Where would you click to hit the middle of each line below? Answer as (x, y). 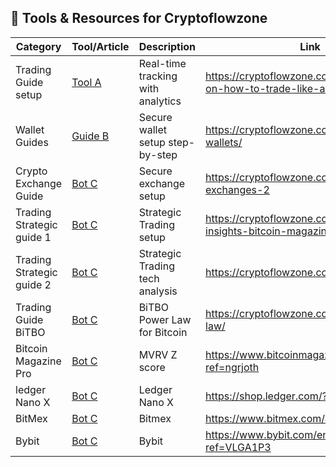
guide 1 (33, 237)
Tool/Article (100, 46)
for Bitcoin (163, 332)
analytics (160, 101)
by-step (158, 154)
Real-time (162, 63)
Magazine (38, 361)
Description (167, 46)
